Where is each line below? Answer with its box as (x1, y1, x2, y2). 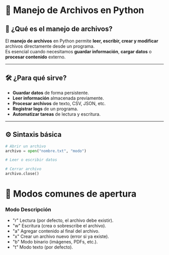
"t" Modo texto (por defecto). (12, 244, 73, 250)
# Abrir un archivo (5, 143, 46, 149)
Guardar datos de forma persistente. (12, 90, 89, 96)
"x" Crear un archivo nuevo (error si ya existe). (12, 233, 109, 239)
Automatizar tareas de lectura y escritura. (12, 111, 101, 117)
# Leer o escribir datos (5, 157, 57, 162)
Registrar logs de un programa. (12, 106, 78, 112)
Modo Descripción (5, 206, 51, 213)
